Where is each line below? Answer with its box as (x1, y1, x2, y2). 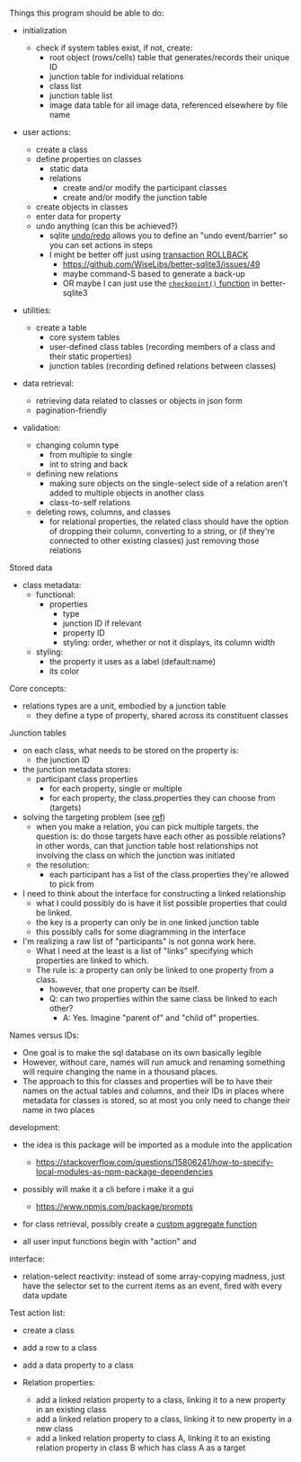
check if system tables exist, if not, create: (35, 42, 193, 53)
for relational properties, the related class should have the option (49, 516, 289, 527)
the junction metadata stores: (22, 764, 131, 774)
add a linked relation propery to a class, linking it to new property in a (35, 1413, 292, 1424)
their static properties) (49, 351, 132, 361)
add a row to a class (22, 1342, 97, 1352)
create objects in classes (35, 201, 128, 212)
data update (22, 1290, 67, 1300)
